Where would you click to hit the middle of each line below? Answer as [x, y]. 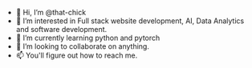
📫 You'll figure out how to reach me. [77, 55]
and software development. [61, 29]
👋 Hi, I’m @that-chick [51, 12]
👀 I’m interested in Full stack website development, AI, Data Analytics [130, 21]
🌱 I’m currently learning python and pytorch [88, 38]
